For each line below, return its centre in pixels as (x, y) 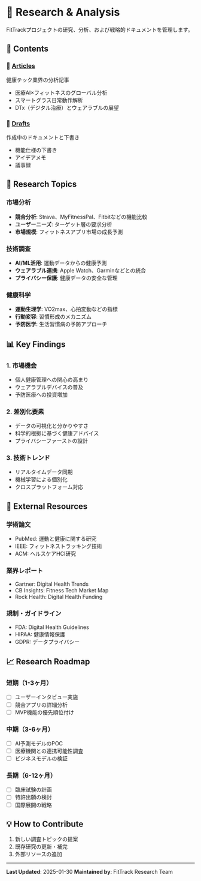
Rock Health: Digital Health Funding (59, 597)
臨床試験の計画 (33, 790)
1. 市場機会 (22, 365)
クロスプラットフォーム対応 (49, 487)
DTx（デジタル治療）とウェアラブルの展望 (67, 107)
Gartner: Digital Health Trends (51, 584)
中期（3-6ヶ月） (30, 729)
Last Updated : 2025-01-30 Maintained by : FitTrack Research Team (90, 872)
